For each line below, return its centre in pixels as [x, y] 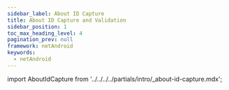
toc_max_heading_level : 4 [45, 33]
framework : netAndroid [40, 46]
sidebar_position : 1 [37, 27]
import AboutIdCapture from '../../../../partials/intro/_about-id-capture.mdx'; [115, 79]
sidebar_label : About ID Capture [56, 14]
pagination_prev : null [40, 40]
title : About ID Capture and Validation [67, 20]
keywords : [22, 53]
